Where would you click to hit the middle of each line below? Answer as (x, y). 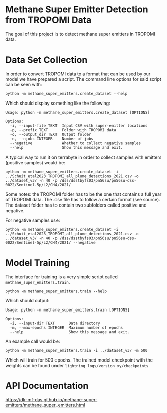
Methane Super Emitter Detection (77, 9)
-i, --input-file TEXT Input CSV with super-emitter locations (79, 125)
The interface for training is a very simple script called (61, 277)
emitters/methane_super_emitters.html (45, 405)
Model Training (37, 263)
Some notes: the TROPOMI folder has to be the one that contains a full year (83, 194)
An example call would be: (33, 341)
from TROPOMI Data (48, 20)
